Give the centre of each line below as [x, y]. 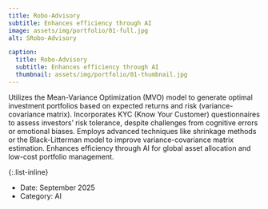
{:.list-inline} [28, 172]
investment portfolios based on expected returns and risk [103, 105]
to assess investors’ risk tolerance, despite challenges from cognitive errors [133, 122]
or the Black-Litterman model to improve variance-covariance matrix [121, 140]
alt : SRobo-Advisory [43, 38]
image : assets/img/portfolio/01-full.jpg [78, 30]
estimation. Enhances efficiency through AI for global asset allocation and [130, 148]
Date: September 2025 [58, 187]
